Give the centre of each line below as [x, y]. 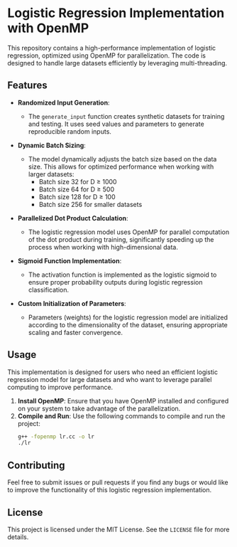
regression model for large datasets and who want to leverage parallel [110, 379]
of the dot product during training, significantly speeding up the [121, 239]
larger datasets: [51, 174]
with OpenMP [48, 28]
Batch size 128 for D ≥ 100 [77, 196]
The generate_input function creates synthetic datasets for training [126, 116]
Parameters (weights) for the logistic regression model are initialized [128, 317]
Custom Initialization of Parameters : [72, 303]
